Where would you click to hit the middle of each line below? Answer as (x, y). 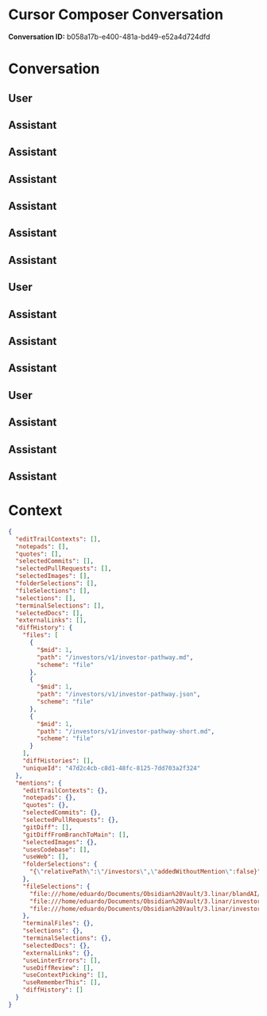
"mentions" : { (39, 783)
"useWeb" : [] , (46, 857)
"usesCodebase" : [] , (56, 849)
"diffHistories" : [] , (58, 761)
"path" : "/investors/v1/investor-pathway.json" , (119, 694)
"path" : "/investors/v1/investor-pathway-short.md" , (126, 731)
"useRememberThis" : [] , (62, 983)
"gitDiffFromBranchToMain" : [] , (76, 835)
